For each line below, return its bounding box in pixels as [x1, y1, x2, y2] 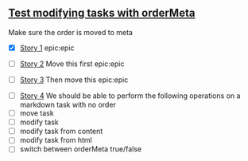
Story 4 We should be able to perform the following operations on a [19, 91, 241, 100]
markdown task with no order [19, 100, 117, 110]
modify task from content [19, 127, 103, 136]
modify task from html [19, 135, 93, 145]
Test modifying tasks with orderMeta [8, 6, 196, 20]
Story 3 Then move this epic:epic [19, 75, 129, 84]
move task [19, 108, 54, 118]
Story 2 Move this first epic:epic [19, 59, 125, 69]
